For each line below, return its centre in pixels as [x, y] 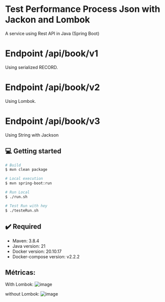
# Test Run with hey [27, 206]
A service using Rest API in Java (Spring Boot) [52, 33]
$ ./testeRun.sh [22, 210]
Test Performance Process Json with [83, 9]
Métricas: [20, 272]
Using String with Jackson [32, 135]
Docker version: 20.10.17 [37, 251]
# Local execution [24, 179]
